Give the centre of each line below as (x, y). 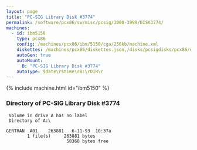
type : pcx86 (31, 39)
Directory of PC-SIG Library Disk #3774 (63, 103)
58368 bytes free (88, 141)
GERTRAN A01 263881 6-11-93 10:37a (59, 131)
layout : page (22, 11)
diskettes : (30, 50)
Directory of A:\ (30, 121)
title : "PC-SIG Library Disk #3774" (51, 17)
